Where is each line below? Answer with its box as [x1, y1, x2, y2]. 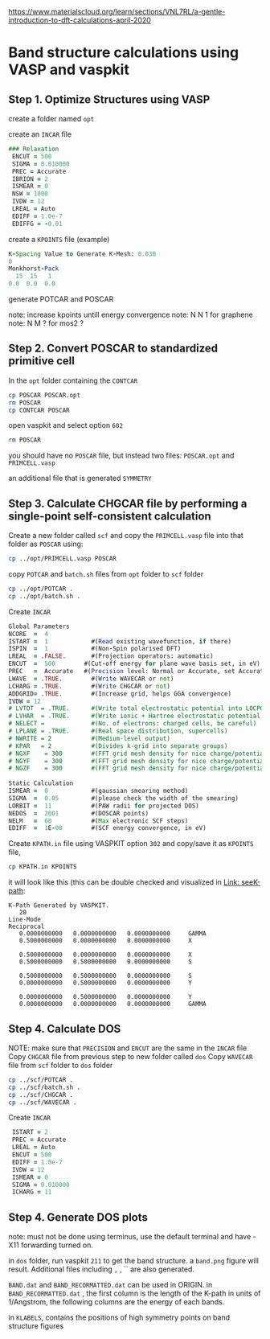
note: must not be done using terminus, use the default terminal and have [8, 1232, 252, 1242]
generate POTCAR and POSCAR [8, 294, 114, 304]
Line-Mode [8, 916, 42, 924]
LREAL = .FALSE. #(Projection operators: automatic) [8, 652, 215, 660]
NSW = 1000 [11, 190, 48, 198]
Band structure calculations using [8, 43, 239, 62]
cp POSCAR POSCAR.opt [8, 391, 81, 399]
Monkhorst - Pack [8, 265, 59, 273]
